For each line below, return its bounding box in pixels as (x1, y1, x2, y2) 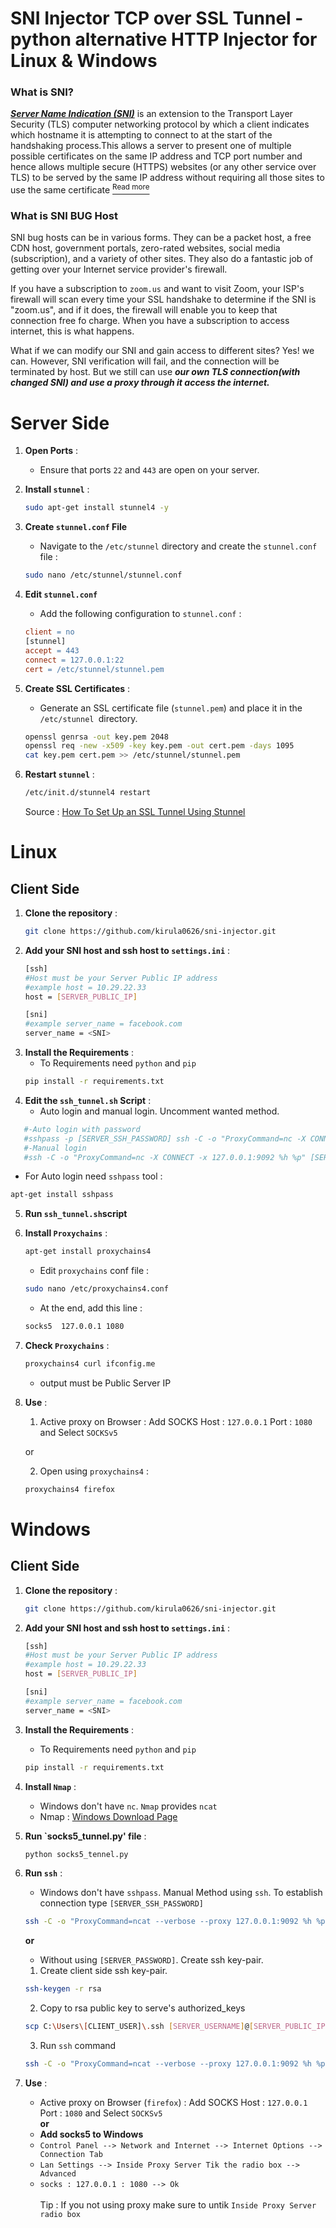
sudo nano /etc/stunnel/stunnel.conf (24, 570, 183, 581)
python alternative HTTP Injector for (10, 28, 318, 51)
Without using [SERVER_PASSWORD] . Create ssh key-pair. (39, 1954, 264, 1966)
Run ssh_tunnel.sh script (24, 1208, 128, 1220)
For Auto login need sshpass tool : (24, 1170, 163, 1182)
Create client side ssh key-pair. (39, 1965, 168, 1977)
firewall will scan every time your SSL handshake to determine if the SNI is (10, 293, 317, 306)
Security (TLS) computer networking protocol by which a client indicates (10, 118, 310, 131)
